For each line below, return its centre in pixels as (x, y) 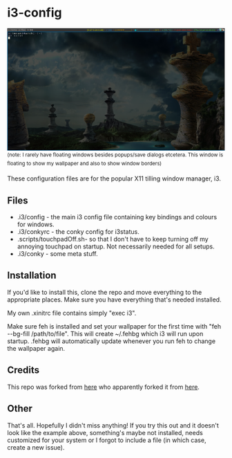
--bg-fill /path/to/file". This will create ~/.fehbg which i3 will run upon (105, 333)
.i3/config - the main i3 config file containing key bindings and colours (117, 217)
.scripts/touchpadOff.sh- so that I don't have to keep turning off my (113, 239)
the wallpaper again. (36, 348)
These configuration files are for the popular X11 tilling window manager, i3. (114, 178)
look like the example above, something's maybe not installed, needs (105, 432)
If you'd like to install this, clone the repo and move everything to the (105, 292)
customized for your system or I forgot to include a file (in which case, (107, 440)
